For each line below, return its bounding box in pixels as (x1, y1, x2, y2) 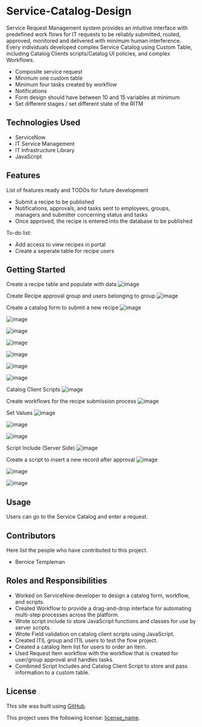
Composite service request (14, 68, 83, 75)
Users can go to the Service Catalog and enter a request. (6, 513, 148, 520)
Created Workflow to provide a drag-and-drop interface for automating (14, 604, 192, 612)
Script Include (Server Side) (6, 444, 75, 452)
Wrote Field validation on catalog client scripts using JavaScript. (14, 630, 175, 638)
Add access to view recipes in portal (14, 240, 106, 248)
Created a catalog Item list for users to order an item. (14, 643, 147, 650)
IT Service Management (14, 140, 75, 147)
